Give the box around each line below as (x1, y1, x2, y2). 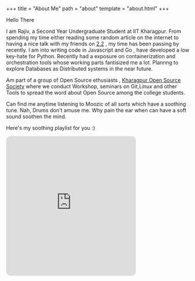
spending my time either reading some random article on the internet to (6, 34, 179, 41)
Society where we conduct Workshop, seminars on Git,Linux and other (6, 83, 177, 90)
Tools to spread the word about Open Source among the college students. (6, 89, 186, 96)
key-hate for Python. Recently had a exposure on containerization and (6, 53, 176, 59)
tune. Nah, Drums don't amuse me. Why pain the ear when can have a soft (6, 107, 187, 113)
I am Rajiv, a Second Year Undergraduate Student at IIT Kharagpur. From (6, 28, 181, 35)
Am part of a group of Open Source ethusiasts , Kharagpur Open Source (6, 76, 181, 83)
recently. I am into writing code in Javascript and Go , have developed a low (6, 46, 190, 53)
